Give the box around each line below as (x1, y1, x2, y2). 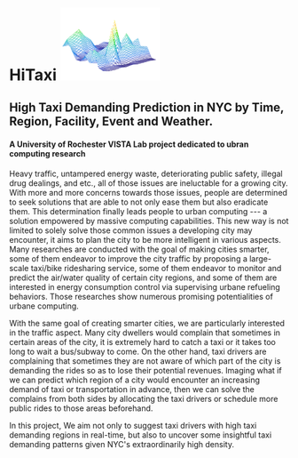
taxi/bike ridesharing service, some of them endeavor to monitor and (30, 262, 282, 273)
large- (249, 253, 272, 264)
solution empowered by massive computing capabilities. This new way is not (9, 215, 289, 226)
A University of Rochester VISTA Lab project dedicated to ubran (9, 139, 249, 149)
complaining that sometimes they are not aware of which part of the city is (9, 355, 281, 366)
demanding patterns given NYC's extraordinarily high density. (9, 438, 235, 449)
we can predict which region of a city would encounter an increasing (9, 374, 260, 385)
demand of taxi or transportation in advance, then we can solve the (9, 383, 255, 394)
